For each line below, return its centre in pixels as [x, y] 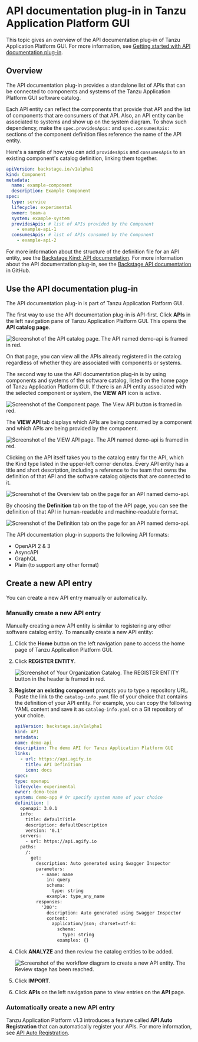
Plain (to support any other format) [57, 564]
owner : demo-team [36, 792]
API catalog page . [28, 327]
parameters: [51, 869]
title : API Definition [53, 765]
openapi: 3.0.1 [39, 809]
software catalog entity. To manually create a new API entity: [80, 632]
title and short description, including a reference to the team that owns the [96, 470]
